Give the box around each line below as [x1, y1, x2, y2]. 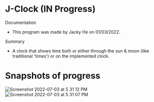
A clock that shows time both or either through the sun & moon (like [12, 48, 149, 54]
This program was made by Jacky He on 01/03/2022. [12, 29, 121, 35]
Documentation [5, 20, 36, 25]
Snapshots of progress [5, 70, 101, 82]
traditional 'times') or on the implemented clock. [12, 53, 110, 59]
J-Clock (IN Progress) [5, 3, 96, 15]
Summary [5, 38, 25, 44]
